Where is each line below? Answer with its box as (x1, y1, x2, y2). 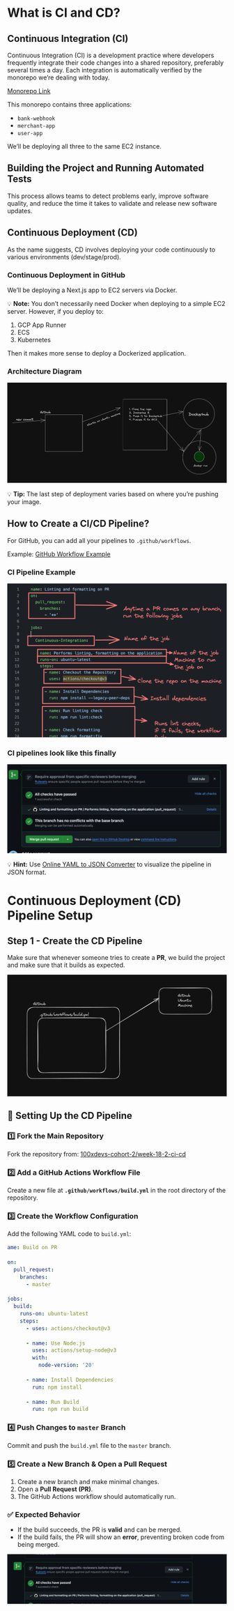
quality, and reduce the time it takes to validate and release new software (7, 199, 217, 207)
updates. (7, 206, 33, 215)
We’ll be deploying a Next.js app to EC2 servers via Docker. (7, 286, 178, 294)
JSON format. (7, 868, 47, 876)
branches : (19, 1274, 49, 1281)
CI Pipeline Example (7, 567, 76, 577)
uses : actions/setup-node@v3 (32, 1347, 117, 1354)
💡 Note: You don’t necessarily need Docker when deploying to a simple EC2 (7, 299, 226, 307)
